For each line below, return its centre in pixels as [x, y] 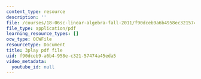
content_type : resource [36, 12]
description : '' [26, 17]
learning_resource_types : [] [42, 34]
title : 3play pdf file [34, 50]
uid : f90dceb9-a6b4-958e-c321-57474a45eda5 [61, 56]
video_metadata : [26, 61]
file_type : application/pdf [41, 28]
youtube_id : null [33, 67]
